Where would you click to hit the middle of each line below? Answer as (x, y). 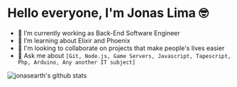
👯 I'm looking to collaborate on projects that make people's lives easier (121, 48)
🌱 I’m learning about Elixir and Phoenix (74, 40)
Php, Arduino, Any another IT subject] (77, 62)
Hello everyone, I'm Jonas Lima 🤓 (108, 13)
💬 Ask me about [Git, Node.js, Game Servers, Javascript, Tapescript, (124, 55)
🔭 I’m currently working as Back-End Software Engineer (99, 33)
